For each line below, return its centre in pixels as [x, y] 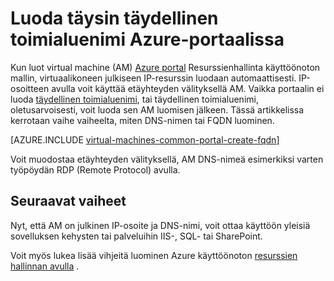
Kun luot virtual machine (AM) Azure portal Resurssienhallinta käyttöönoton [165, 67]
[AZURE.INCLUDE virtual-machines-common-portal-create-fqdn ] [145, 139]
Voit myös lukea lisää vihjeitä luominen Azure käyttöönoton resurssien [154, 255]
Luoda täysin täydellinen [114, 18]
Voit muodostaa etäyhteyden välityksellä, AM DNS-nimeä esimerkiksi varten [167, 159]
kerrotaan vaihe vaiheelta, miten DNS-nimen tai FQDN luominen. [142, 120]
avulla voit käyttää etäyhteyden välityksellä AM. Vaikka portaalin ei [188, 88]
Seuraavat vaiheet [68, 201]
